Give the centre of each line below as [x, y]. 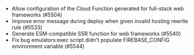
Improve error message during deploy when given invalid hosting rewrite [100, 21]
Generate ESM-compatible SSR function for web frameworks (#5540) [96, 34]
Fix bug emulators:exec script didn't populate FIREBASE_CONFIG [91, 40]
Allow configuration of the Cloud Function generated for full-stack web [98, 9]
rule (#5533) [27, 27]
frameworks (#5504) [37, 15]
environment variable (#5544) [48, 46]
